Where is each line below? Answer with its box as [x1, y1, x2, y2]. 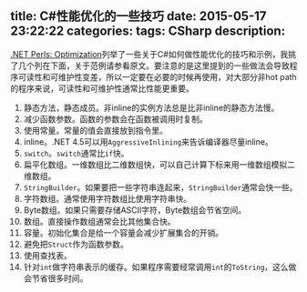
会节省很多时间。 [23, 272, 88, 284]
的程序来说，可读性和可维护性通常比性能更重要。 [10, 83, 194, 94]
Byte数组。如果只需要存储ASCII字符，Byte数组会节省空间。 [23, 204, 247, 216]
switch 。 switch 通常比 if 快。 [23, 147, 130, 158]
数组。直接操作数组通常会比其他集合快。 [23, 216, 176, 227]
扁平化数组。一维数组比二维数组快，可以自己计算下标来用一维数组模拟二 [23, 158, 295, 170]
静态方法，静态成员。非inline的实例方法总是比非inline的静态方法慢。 [23, 102, 280, 113]
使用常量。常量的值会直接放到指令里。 [23, 125, 168, 136]
